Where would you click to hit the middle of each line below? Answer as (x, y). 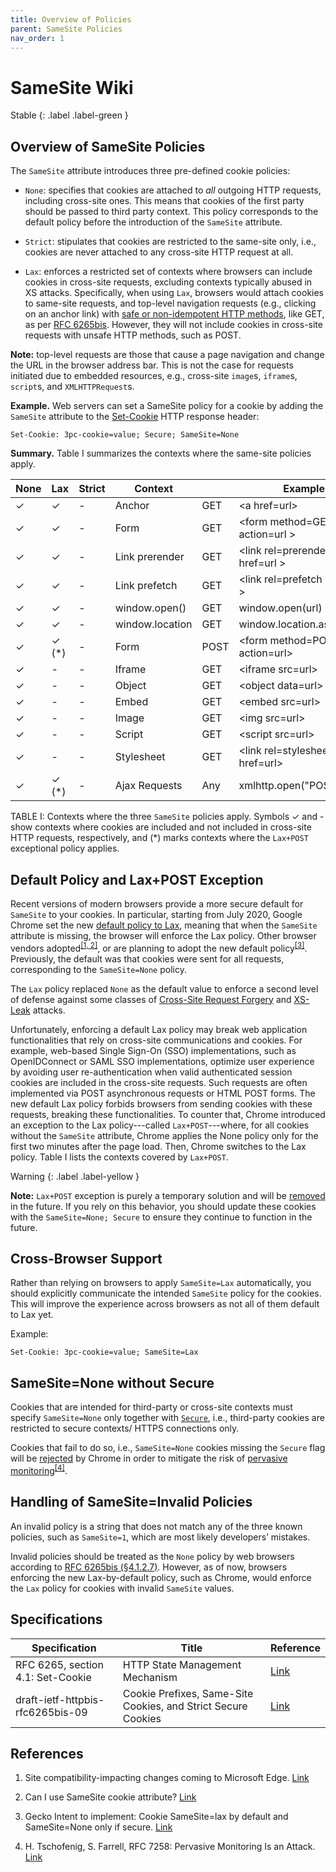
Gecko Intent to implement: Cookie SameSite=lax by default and (156, 1817)
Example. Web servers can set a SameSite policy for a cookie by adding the (167, 406)
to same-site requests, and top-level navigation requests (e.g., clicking (170, 303)
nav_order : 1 (37, 38)
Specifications (56, 1619)
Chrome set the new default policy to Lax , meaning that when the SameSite (164, 925)
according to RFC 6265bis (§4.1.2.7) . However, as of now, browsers (149, 1567)
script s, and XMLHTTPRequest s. (72, 387)
